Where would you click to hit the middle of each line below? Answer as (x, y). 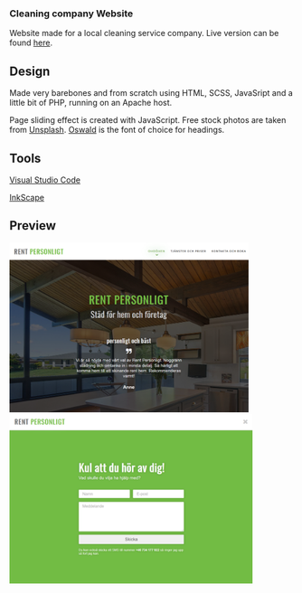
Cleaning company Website (71, 14)
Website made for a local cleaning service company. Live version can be (144, 33)
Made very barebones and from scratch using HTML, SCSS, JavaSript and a (151, 93)
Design (30, 71)
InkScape (27, 197)
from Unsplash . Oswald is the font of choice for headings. (117, 130)
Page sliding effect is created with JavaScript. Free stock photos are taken (148, 120)
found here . (31, 42)
